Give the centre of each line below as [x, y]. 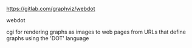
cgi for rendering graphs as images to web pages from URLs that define [96, 32]
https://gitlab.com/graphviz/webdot [51, 9]
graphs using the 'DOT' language [48, 38]
